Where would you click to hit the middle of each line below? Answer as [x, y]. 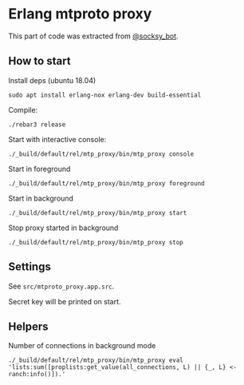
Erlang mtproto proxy [80, 14]
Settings [30, 267]
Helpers [28, 326]
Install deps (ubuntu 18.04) [52, 80]
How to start [39, 61]
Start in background [41, 198]
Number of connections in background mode [82, 346]
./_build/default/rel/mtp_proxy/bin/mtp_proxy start [98, 212]
